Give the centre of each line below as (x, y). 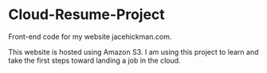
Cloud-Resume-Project (86, 15)
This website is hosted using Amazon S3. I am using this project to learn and (133, 52)
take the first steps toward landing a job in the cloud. (94, 60)
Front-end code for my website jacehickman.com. (90, 36)
